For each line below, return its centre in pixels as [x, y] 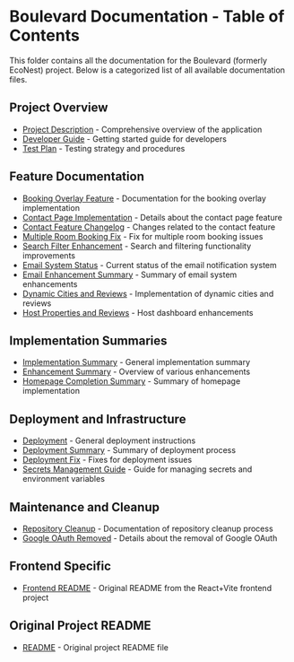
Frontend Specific [61, 566]
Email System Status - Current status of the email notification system [149, 265]
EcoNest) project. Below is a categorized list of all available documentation [147, 70]
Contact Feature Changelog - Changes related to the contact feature [149, 227]
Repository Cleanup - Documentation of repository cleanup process [147, 528]
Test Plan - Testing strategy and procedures [104, 148]
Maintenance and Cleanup [84, 507]
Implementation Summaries [88, 340]
